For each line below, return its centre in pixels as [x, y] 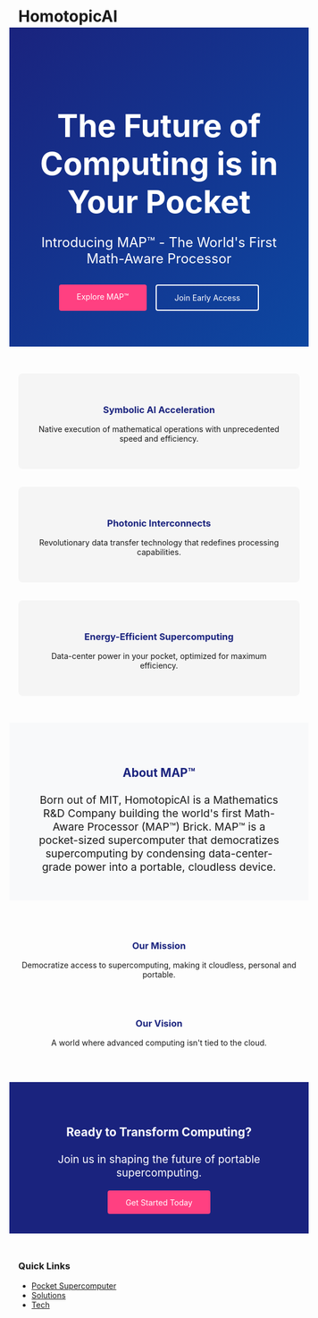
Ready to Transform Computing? [159, 1132]
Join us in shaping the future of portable [159, 1159]
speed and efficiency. [159, 438]
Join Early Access [207, 298]
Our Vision [159, 1023]
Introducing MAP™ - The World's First [159, 243]
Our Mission [159, 946]
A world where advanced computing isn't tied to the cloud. [159, 1043]
